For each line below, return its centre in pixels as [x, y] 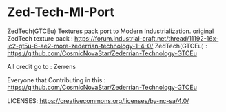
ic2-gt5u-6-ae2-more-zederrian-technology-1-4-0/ [80, 46]
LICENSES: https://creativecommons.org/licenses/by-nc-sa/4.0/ [98, 100]
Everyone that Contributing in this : [56, 80]
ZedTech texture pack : [40, 38]
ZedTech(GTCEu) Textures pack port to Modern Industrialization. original [111, 31]
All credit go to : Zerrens [42, 66]
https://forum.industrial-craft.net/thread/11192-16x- [147, 38]
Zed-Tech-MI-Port [61, 12]
